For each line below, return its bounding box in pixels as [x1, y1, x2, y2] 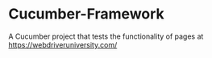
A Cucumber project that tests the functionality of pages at [8, 31, 204, 41]
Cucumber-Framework [8, 5, 165, 23]
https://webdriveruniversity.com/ [8, 39, 118, 49]
